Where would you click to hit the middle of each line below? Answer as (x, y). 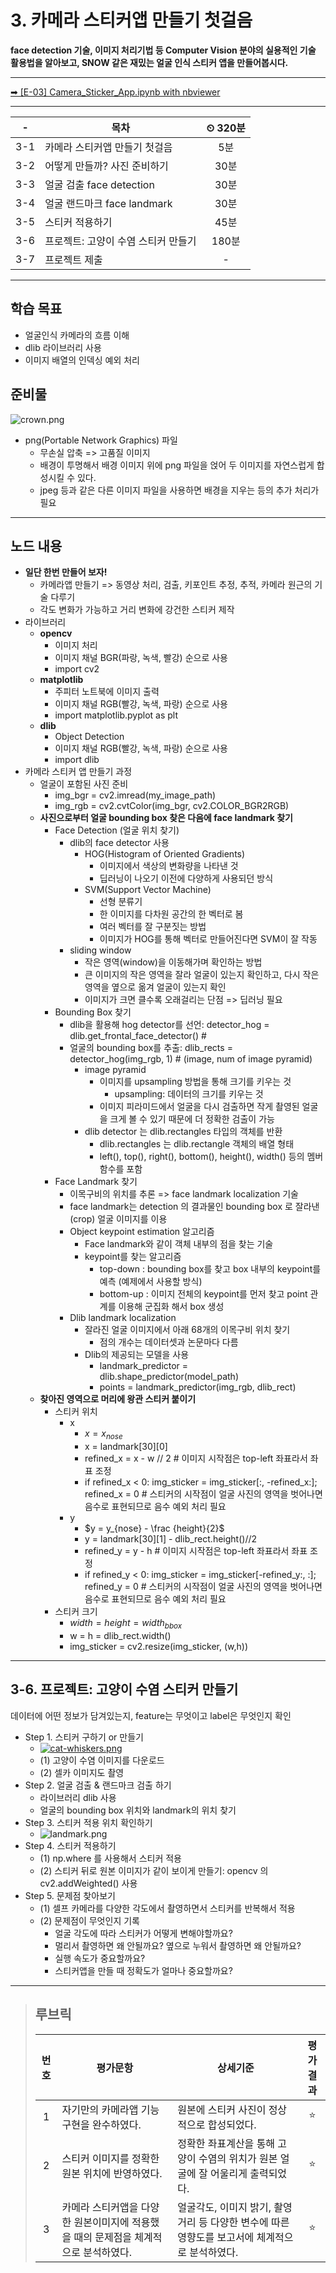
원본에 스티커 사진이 (222, 2109)
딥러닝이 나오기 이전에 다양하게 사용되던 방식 (186, 878)
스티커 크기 (76, 1612)
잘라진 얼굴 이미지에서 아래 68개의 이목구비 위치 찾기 (187, 1330)
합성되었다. (232, 2124)
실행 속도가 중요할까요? (100, 1958)
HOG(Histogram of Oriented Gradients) (165, 854)
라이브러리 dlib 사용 (78, 1797)
